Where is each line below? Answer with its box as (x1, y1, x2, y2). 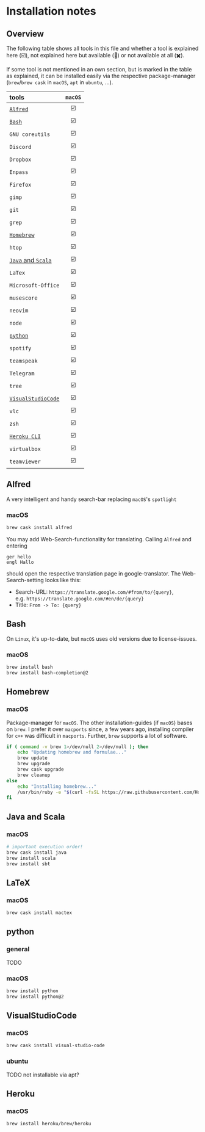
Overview (6, 29, 45, 39)
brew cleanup (17, 772, 51, 778)
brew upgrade (17, 761, 51, 767)
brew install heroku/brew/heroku (6, 1121, 92, 1127)
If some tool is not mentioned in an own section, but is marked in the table (6, 66, 192, 73)
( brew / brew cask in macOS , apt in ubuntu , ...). (6, 79, 113, 86)
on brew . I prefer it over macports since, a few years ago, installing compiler (6, 725, 194, 733)
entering (6, 542, 27, 549)
